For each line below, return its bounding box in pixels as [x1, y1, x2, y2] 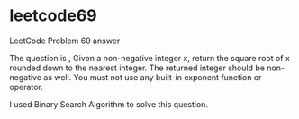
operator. [9, 81, 43, 92]
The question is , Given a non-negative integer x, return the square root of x [9, 52, 290, 63]
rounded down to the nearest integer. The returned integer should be [9, 62, 266, 73]
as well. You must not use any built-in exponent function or [43, 71, 262, 82]
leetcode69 [9, 5, 97, 26]
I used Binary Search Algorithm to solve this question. [9, 98, 209, 109]
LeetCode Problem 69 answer [9, 35, 121, 46]
